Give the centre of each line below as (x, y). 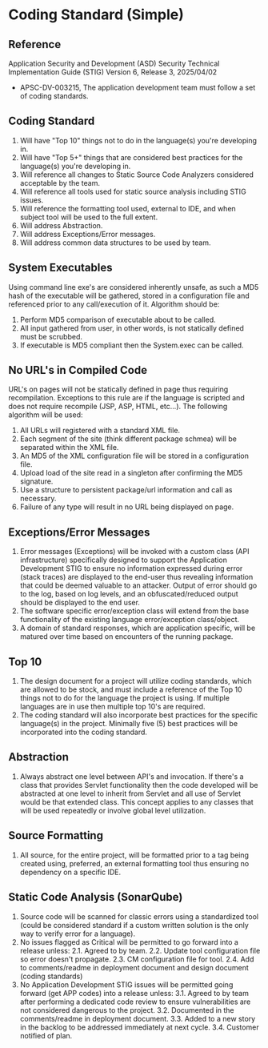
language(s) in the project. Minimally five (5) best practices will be (129, 724)
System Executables (60, 268)
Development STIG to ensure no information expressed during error (131, 568)
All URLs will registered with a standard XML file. (100, 431)
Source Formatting (56, 835)
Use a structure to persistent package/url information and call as (126, 490)
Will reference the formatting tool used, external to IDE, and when (128, 208)
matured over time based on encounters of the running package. (126, 636)
